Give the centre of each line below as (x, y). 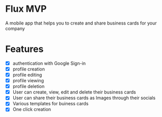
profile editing (27, 75)
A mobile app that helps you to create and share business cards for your (81, 23)
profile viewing (28, 81)
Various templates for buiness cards (50, 104)
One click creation (32, 109)
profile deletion (29, 86)
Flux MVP (26, 9)
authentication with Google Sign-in (49, 63)
